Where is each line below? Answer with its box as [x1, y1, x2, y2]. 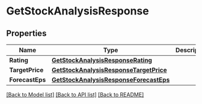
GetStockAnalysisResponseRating [51, 56, 152, 64]
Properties [6, 28, 47, 38]
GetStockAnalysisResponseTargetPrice [51, 66, 167, 74]
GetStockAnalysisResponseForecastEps [51, 76, 170, 84]
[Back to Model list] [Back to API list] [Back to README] [6, 91, 144, 98]
